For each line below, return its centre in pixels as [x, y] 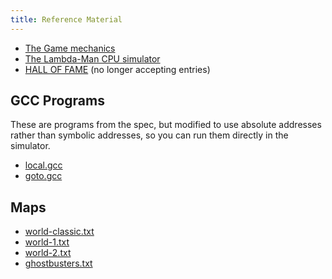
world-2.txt [48, 253]
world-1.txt [47, 242]
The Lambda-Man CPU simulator [92, 58]
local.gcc [43, 165]
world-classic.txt [59, 232]
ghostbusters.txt [58, 263]
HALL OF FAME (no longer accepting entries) [117, 69]
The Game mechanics [70, 48]
